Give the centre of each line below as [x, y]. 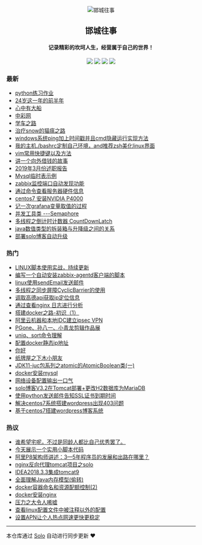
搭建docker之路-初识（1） [47, 313]
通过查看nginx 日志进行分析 [49, 305]
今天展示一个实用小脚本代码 [49, 450]
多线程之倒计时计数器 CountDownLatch [63, 221]
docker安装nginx [36, 495]
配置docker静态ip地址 [42, 343]
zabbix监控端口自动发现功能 [50, 183]
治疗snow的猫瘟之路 [40, 130]
